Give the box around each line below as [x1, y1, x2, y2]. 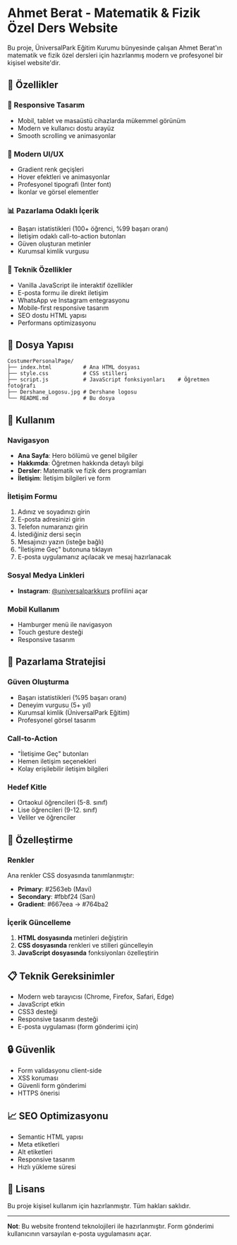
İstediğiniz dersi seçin [17, 530, 81, 539]
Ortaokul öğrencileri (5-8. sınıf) [17, 798, 108, 807]
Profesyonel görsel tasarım [17, 716, 97, 724]
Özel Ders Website [7, 20, 119, 36]
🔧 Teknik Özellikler [7, 265, 73, 275]
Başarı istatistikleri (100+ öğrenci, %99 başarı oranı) [17, 224, 169, 233]
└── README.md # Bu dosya [7, 395, 115, 402]
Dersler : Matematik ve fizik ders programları [17, 466, 147, 475]
